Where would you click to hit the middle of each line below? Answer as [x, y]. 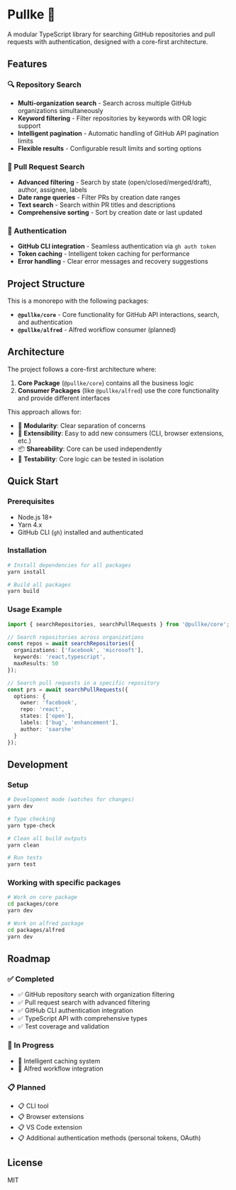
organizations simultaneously [61, 110]
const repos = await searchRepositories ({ [71, 644]
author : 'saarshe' [47, 729]
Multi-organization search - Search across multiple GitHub [105, 103]
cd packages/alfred [36, 930]
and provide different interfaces [64, 398]
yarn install [27, 572]
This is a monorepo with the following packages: [78, 301]
